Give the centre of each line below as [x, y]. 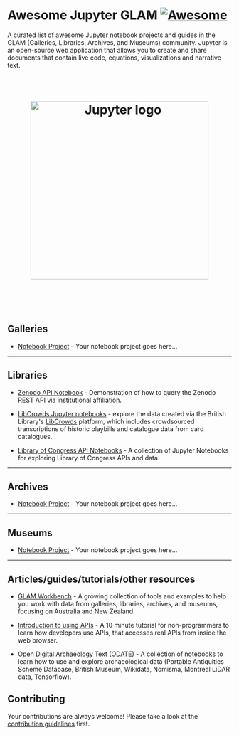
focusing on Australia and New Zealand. [76, 611]
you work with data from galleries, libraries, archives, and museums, [118, 603]
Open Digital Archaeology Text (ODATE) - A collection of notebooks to [120, 654]
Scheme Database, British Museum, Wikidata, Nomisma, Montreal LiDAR [123, 669]
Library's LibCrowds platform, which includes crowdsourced [106, 421]
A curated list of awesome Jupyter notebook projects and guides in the [111, 35]
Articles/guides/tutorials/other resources [101, 579]
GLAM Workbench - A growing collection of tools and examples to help [122, 596]
